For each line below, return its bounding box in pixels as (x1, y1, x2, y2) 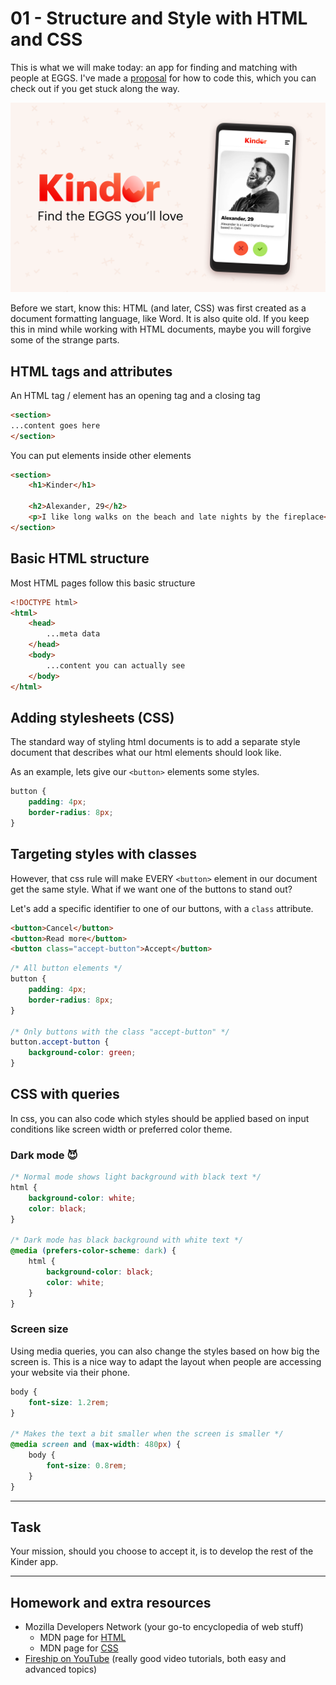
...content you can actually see (46, 660, 186, 671)
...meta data (46, 629, 101, 639)
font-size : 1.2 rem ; (28, 1397, 110, 1407)
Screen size (10, 1322, 69, 1336)
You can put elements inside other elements (10, 449, 192, 461)
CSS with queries (10, 1086, 120, 1103)
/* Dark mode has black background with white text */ (10, 1235, 244, 1246)
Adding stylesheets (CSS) (10, 709, 175, 726)
